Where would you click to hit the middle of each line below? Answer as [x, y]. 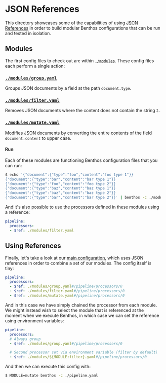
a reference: [18, 212]
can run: [14, 165]
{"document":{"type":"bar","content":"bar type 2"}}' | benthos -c [76, 198]
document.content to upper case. [38, 138]
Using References [33, 246]
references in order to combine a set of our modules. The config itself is [78, 263]
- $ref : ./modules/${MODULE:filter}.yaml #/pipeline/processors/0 [78, 357]
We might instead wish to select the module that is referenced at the [75, 310]
